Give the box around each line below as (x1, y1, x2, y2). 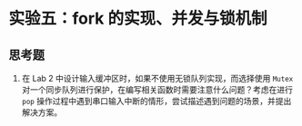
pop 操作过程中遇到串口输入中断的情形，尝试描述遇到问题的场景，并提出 (21, 96, 292, 106)
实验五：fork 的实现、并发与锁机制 (8, 8, 267, 29)
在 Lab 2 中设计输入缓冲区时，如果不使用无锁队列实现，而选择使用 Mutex (21, 73, 294, 83)
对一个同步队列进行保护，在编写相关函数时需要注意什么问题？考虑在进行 (21, 84, 293, 95)
